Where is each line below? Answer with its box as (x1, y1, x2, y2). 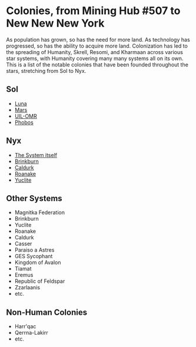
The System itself (14, 151, 58, 158)
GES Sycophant (14, 253, 53, 260)
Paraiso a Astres (14, 246, 55, 253)
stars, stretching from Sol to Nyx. (6, 67, 87, 74)
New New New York (6, 16, 105, 30)
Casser (14, 240, 32, 248)
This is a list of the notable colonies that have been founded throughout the (6, 61, 188, 68)
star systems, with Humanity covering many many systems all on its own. (6, 55, 184, 62)
